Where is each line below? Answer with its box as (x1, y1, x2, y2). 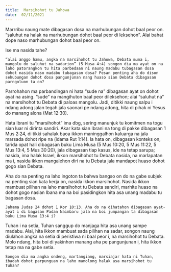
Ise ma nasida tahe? (5, 47, 47, 53)
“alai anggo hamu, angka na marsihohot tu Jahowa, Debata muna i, (5, 57, 150, 62)
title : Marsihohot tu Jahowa (5, 7, 70, 13)
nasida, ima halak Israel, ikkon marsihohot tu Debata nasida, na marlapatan (5, 152, 163, 158)
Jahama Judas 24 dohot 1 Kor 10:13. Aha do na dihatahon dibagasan (5, 205, 152, 210)
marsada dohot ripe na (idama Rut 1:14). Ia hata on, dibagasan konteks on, (5, 136, 161, 142)
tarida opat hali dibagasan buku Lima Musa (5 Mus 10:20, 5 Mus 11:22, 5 (5, 141, 157, 147)
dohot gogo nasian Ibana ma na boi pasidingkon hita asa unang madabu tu (5, 189, 162, 195)
